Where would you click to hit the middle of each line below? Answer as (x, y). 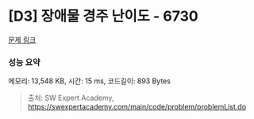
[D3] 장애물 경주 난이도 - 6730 (103, 16)
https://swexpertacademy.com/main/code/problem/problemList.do (137, 107)
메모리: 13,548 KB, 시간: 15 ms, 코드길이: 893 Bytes (89, 81)
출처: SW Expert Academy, (71, 98)
